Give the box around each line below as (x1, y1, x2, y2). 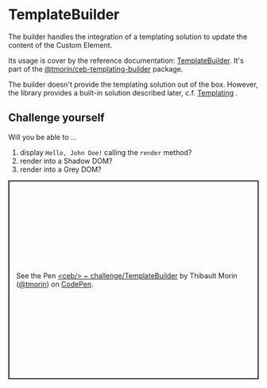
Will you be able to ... (8, 132, 77, 142)
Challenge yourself (8, 111, 105, 125)
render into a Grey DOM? (19, 165, 102, 174)
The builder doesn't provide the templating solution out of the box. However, (8, 80, 258, 89)
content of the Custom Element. (8, 40, 113, 49)
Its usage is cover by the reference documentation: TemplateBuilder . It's (8, 56, 244, 65)
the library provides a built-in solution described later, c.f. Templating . (8, 87, 238, 97)
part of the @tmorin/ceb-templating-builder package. (8, 64, 184, 73)
